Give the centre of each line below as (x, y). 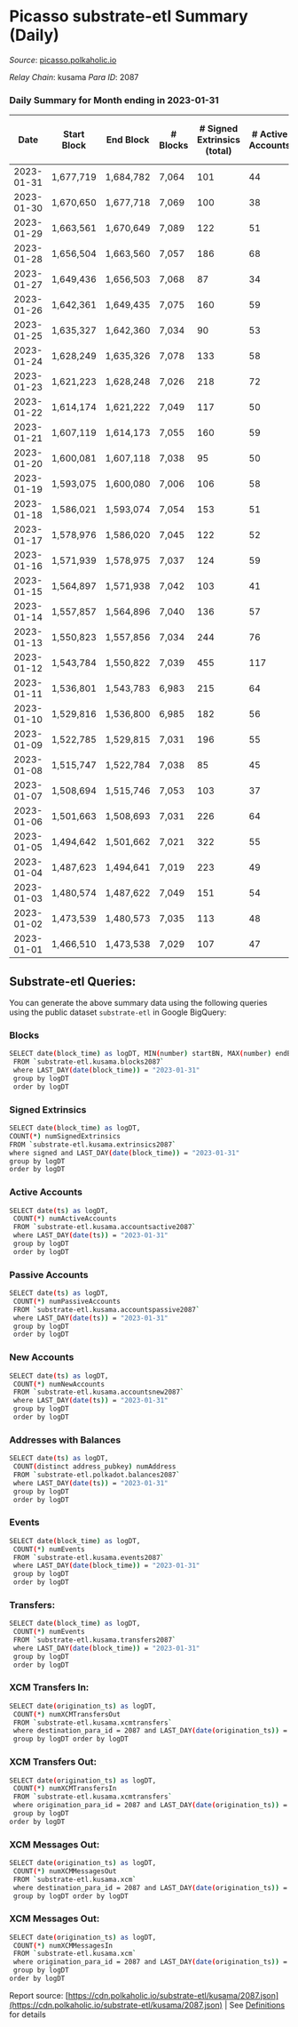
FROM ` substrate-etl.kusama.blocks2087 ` (89, 1062)
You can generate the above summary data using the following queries (138, 1003)
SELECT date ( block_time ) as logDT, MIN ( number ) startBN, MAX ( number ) (141, 1054)
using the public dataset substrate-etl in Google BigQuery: (118, 1012)
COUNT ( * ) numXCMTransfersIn (65, 1789)
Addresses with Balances (65, 1440)
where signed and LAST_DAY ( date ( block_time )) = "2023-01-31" (125, 1153)
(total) (219, 151)
